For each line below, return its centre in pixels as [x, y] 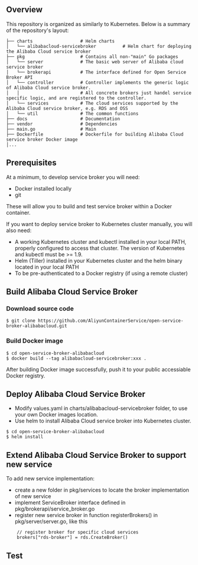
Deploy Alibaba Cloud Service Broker [76, 394]
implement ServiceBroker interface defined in [70, 503]
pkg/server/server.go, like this [51, 522]
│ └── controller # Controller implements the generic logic [98, 82]
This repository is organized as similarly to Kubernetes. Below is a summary [98, 24]
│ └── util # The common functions [72, 114]
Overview [25, 10]
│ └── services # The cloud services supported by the [92, 103]
